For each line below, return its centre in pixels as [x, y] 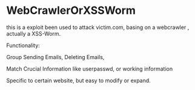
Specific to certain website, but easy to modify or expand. [79, 80]
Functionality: [23, 45]
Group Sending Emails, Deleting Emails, [55, 57]
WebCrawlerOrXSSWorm [71, 11]
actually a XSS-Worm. [34, 33]
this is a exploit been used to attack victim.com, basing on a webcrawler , [98, 27]
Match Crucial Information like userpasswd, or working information [90, 69]
